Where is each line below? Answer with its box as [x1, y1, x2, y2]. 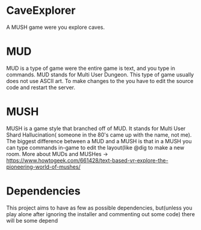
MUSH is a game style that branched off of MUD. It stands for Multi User [6, 125, 186, 132]
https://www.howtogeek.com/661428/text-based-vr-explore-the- [6, 157, 169, 164]
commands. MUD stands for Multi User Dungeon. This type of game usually [6, 70, 194, 78]
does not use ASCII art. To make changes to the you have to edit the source [6, 77, 194, 84]
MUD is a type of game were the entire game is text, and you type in [6, 64, 176, 72]
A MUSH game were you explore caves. [6, 23, 105, 31]
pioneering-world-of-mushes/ [6, 163, 81, 170]
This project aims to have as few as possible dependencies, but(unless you [6, 204, 193, 211]
